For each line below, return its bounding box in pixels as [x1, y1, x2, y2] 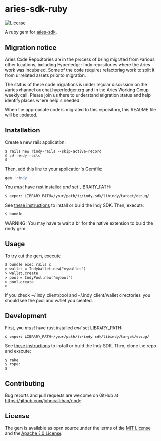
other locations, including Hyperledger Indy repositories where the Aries [5, 61, 150, 67]
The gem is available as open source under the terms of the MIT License [5, 425, 151, 431]
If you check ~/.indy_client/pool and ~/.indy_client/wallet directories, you [5, 292, 150, 298]
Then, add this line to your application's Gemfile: [5, 166, 102, 172]
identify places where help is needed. [5, 97, 80, 103]
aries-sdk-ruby [5, 3, 68, 15]
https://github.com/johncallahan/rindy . [5, 397, 82, 403]
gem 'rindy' [5, 175, 29, 180]
